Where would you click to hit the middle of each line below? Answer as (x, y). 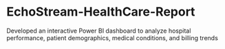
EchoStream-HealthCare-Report (101, 12)
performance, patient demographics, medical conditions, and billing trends (112, 37)
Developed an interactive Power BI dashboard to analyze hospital (99, 31)
